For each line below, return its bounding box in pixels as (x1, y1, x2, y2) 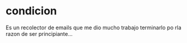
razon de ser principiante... (5, 30, 73, 37)
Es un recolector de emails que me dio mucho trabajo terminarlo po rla (5, 24, 182, 31)
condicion (5, 4, 57, 18)
